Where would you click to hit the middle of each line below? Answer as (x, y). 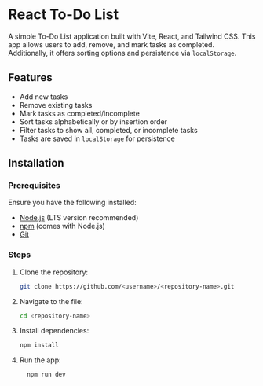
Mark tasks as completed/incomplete (79, 113)
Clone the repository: (54, 272)
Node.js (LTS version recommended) (79, 218)
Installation (36, 163)
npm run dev (46, 375)
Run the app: (40, 360)
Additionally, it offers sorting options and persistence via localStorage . (122, 53)
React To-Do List (64, 15)
